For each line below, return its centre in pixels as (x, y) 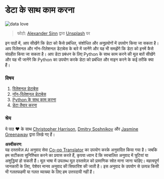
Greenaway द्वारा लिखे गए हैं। (30, 134)
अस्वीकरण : (14, 144)
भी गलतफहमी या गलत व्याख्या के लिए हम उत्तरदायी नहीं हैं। (50, 172)
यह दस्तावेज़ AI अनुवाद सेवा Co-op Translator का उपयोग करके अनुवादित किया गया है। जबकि (81, 150)
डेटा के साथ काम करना (40, 10)
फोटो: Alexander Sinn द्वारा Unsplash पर (54, 33)
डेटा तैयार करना (24, 105)
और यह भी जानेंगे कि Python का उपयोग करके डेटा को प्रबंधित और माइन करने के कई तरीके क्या (80, 59)
